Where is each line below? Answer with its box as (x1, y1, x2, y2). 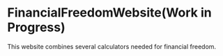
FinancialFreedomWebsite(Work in (7, 5, 212, 21)
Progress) (7, 19, 66, 35)
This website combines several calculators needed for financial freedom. (7, 42, 217, 50)
